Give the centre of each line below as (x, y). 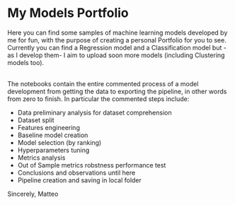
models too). (26, 62)
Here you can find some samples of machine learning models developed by (117, 33)
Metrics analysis (41, 158)
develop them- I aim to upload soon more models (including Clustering (122, 55)
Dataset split (36, 120)
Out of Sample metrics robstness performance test (92, 165)
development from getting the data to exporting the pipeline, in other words (117, 91)
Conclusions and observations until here (76, 172)
